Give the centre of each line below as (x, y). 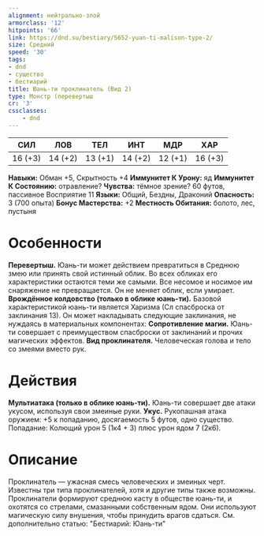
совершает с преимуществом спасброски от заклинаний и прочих (130, 332)
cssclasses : (28, 111)
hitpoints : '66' (35, 30)
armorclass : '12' (37, 23)
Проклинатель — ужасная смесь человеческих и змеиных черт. (117, 482)
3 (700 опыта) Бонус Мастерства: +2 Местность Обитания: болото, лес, (132, 203)
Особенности (55, 244)
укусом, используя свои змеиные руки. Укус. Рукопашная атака (117, 410)
